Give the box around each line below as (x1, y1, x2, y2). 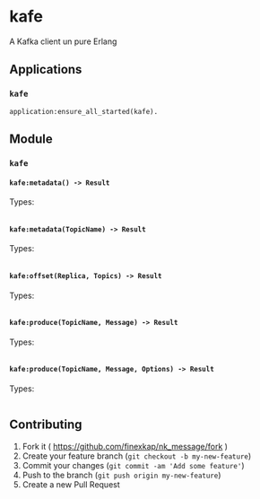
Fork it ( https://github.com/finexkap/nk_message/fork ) (22, 441, 229, 451)
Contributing (9, 417, 82, 433)
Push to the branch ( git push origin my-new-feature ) (22, 469, 221, 480)
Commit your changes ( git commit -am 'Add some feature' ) (22, 460, 245, 470)
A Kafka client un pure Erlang (9, 36, 117, 47)
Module (9, 132, 53, 147)
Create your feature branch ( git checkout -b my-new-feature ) (22, 451, 252, 461)
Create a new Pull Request (22, 478, 121, 490)
